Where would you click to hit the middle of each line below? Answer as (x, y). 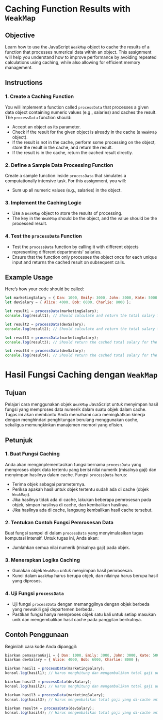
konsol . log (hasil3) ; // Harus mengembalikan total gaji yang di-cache (78, 699)
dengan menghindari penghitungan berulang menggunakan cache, (72, 420)
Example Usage (29, 277)
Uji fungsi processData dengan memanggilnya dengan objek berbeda (81, 604)
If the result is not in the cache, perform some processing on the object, (84, 142)
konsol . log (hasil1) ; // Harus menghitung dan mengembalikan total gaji (79, 673)
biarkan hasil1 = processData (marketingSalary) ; (55, 669)
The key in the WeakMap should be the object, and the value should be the (84, 219)
